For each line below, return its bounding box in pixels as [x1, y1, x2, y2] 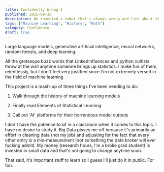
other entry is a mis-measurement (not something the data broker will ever [5, 137, 157, 143]
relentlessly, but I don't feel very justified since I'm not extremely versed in [5, 69, 156, 74]
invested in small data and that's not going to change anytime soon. [5, 148, 142, 153]
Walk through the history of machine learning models [12, 93, 120, 99]
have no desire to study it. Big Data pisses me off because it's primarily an [5, 127, 156, 133]
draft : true [5, 30, 30, 35]
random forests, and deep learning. [5, 49, 77, 55]
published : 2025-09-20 [5, 12, 52, 17]
